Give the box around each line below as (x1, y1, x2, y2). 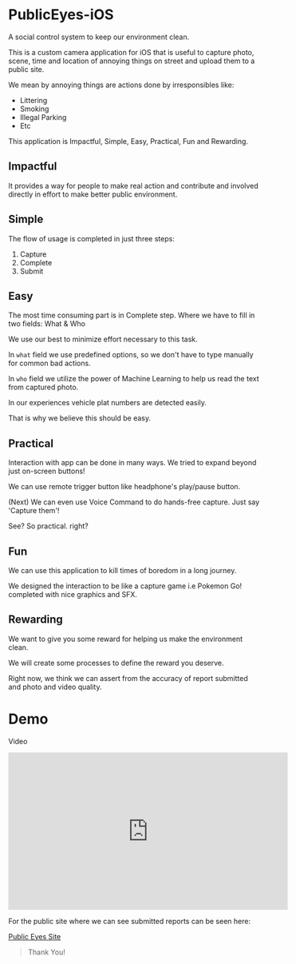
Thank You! (27, 947, 65, 957)
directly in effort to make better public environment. (8, 189, 178, 199)
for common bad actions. (8, 358, 91, 368)
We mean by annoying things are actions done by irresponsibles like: (8, 80, 235, 90)
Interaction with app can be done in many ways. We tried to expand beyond (8, 458, 257, 468)
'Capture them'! (8, 506, 60, 516)
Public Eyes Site (8, 931, 61, 941)
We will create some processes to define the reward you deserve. (8, 658, 225, 667)
